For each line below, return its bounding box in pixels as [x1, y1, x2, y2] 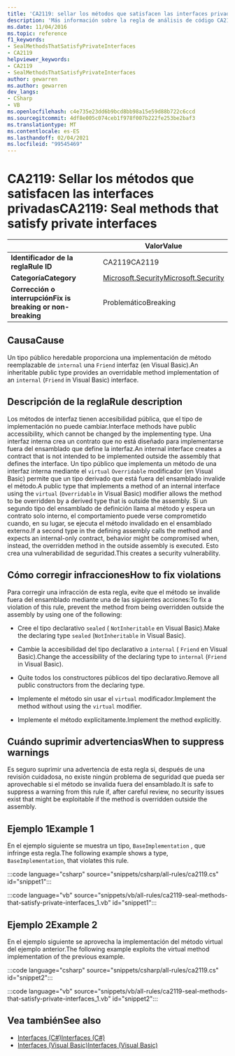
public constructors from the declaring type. [17, 681, 145, 689]
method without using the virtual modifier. [17, 702, 142, 710]
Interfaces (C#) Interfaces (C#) [17, 1033, 106, 1042]
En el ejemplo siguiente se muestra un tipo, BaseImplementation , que [7, 841, 206, 850]
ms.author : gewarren [7, 82, 68, 89]
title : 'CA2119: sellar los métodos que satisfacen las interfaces [7, 10, 208, 18]
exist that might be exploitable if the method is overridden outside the [7, 795, 208, 803]
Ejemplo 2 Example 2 [7, 918, 98, 930]
